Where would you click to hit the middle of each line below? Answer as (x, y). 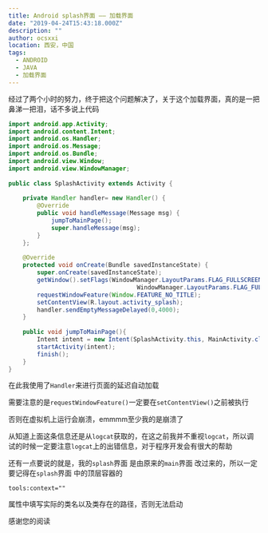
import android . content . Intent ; (62, 131)
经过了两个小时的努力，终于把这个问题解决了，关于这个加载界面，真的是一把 (134, 99)
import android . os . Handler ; (55, 139)
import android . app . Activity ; (59, 124)
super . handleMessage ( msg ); (96, 228)
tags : (17, 53)
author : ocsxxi (33, 38)
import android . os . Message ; (55, 146)
